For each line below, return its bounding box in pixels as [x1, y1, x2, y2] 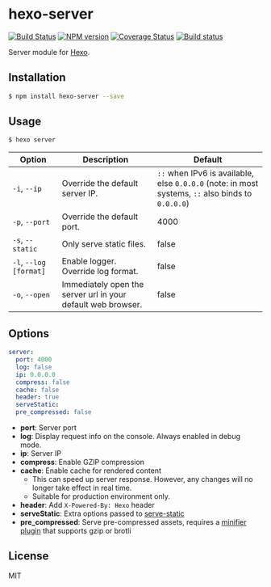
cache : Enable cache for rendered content [19, 466, 161, 475]
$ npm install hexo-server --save [8, 92, 125, 100]
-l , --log [12, 256, 46, 268]
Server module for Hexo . [8, 47, 90, 57]
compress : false [15, 378, 70, 386]
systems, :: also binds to [156, 188, 252, 199]
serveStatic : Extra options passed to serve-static [19, 509, 185, 518]
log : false [15, 363, 52, 371]
